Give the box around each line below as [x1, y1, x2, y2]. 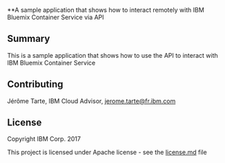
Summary [7, 33, 50, 45]
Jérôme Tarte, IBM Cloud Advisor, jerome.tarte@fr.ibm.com [7, 96, 176, 105]
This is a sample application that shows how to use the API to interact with [7, 51, 219, 59]
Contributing [7, 78, 63, 90]
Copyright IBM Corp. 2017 [7, 135, 81, 143]
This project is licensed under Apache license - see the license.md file [7, 148, 207, 157]
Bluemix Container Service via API [7, 13, 105, 21]
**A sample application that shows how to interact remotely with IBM [7, 6, 205, 14]
